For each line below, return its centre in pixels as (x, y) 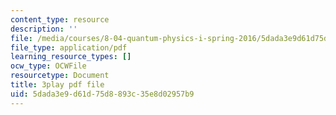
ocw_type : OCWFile (48, 66)
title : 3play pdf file (57, 85)
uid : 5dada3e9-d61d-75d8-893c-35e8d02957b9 (102, 94)
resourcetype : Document (60, 76)
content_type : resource (60, 19)
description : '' (44, 29)
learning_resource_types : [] (71, 57)
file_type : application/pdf (69, 47)
